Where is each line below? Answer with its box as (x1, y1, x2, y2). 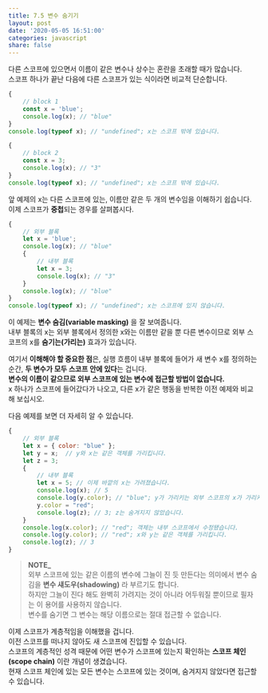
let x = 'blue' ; (22, 235, 77, 244)
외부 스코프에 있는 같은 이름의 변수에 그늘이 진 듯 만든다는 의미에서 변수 (27, 570, 250, 579)
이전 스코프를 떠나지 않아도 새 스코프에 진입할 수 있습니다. (8, 636, 187, 646)
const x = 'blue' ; (22, 105, 84, 113)
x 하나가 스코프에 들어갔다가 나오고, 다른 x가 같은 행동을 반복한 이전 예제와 (8, 384, 239, 394)
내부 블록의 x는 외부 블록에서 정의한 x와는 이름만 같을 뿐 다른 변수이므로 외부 (8, 327, 246, 337)
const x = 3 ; (22, 156, 66, 164)
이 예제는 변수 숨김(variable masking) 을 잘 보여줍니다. (8, 317, 182, 327)
